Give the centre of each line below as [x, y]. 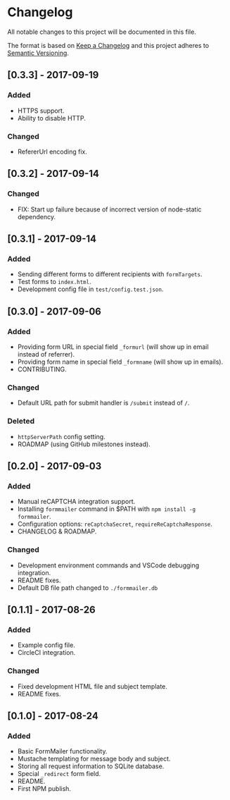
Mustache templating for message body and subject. [94, 759]
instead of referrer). [46, 354]
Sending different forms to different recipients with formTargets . [110, 274]
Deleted [21, 421]
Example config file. [46, 645]
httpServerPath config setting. [61, 436]
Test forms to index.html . [54, 282]
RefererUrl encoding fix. [52, 152]
